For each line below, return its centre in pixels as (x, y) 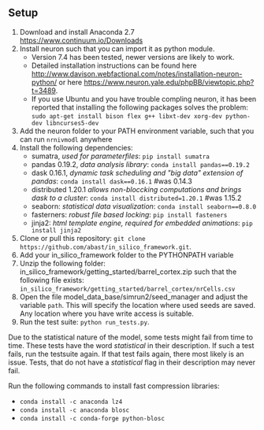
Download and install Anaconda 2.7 (77, 32)
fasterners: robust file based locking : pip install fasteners (129, 214)
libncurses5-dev (73, 123)
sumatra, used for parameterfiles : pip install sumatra (121, 156)
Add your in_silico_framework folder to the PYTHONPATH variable (126, 254)
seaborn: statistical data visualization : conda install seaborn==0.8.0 (144, 206)
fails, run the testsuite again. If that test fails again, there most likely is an (126, 354)
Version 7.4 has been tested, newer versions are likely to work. (133, 57)
